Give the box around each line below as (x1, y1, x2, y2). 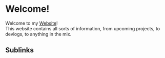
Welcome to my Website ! (5, 20, 58, 26)
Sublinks (5, 46, 34, 54)
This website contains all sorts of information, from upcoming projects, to (5, 25, 160, 31)
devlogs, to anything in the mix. (5, 31, 72, 37)
